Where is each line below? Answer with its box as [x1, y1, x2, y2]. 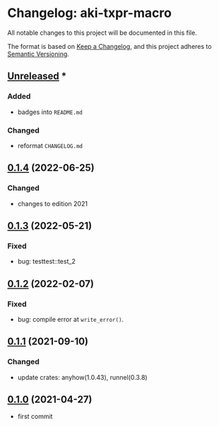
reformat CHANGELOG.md [17, 141, 83, 150]
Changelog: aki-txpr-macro [7, 5, 172, 21]
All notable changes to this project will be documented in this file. [7, 28, 198, 37]
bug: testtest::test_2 [17, 257, 76, 266]
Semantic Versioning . [7, 50, 69, 58]
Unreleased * [7, 70, 67, 82]
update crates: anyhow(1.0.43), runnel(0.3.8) [17, 373, 148, 381]
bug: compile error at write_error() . [17, 315, 124, 323]
